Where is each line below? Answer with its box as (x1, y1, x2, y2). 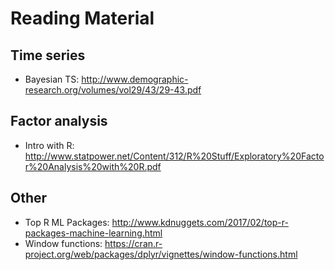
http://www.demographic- (81, 73, 189, 85)
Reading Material (10, 7, 155, 30)
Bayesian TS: (24, 73, 80, 85)
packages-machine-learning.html (24, 227, 163, 239)
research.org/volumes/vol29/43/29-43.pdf (24, 84, 202, 96)
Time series (10, 47, 86, 64)
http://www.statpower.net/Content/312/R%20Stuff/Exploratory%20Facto (24, 150, 325, 162)
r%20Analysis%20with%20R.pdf (24, 160, 162, 172)
